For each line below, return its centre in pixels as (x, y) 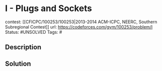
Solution (18, 64)
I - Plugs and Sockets (49, 8)
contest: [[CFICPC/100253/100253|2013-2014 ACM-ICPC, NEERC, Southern (81, 22)
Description (23, 47)
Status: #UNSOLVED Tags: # (34, 32)
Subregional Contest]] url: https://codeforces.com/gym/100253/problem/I (79, 27)
